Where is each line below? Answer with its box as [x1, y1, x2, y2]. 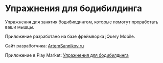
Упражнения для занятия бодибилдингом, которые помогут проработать [5, 19, 159, 25]
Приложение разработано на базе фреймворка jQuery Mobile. [5, 33, 136, 39]
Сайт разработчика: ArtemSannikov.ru [5, 43, 84, 48]
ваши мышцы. [5, 24, 34, 30]
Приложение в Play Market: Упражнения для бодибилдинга [5, 52, 129, 58]
